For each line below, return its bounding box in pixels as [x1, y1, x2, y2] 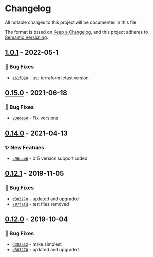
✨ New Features [5, 144, 44, 151]
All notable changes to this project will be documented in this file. [5, 19, 138, 25]
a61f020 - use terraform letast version [12, 75, 89, 81]
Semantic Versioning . [5, 34, 48, 40]
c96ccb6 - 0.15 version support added [12, 155, 88, 161]
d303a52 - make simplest [12, 241, 62, 247]
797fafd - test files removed [12, 201, 69, 207]
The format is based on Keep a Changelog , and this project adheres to [5, 29, 148, 35]
